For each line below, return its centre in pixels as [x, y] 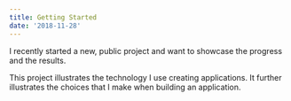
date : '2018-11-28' [45, 26]
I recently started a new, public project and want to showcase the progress [145, 50]
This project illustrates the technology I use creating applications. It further [145, 77]
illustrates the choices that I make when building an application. [125, 87]
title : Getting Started [53, 17]
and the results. [38, 60]
